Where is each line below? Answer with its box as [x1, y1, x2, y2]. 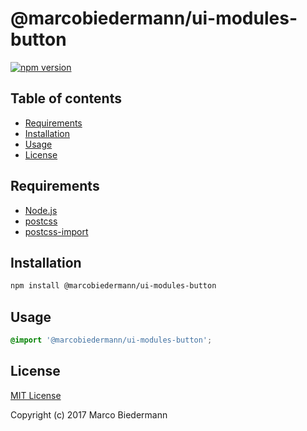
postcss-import [24, 225, 89, 237]
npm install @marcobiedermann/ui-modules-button [10, 281, 217, 291]
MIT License [10, 389, 62, 401]
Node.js [24, 204, 58, 216]
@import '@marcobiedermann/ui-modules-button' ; [10, 335, 213, 346]
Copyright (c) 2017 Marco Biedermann [10, 408, 168, 421]
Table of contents [10, 90, 122, 107]
